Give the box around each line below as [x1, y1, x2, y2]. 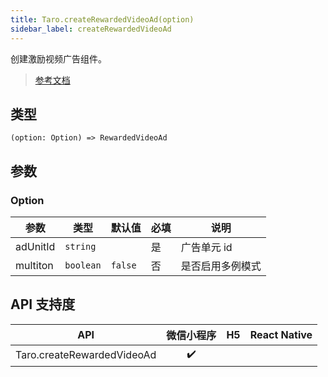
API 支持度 [10, 296, 76, 313]
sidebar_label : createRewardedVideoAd [10, 24, 172, 34]
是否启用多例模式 [180, 259, 262, 273]
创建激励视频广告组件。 [10, 52, 107, 65]
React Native [249, 327, 313, 341]
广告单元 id [180, 241, 233, 254]
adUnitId [15, 240, 56, 253]
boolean [64, 260, 102, 271]
